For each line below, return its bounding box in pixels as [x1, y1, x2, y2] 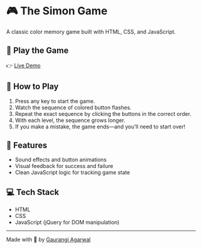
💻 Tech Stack [6, 187, 60, 197]
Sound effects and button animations [14, 156, 107, 163]
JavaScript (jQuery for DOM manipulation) [14, 219, 120, 226]
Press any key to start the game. [14, 97, 95, 104]
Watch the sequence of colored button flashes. [14, 104, 132, 111]
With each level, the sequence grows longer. [14, 116, 126, 124]
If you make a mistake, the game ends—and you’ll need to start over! [14, 123, 185, 130]
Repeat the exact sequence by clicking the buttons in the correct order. [14, 110, 192, 117]
